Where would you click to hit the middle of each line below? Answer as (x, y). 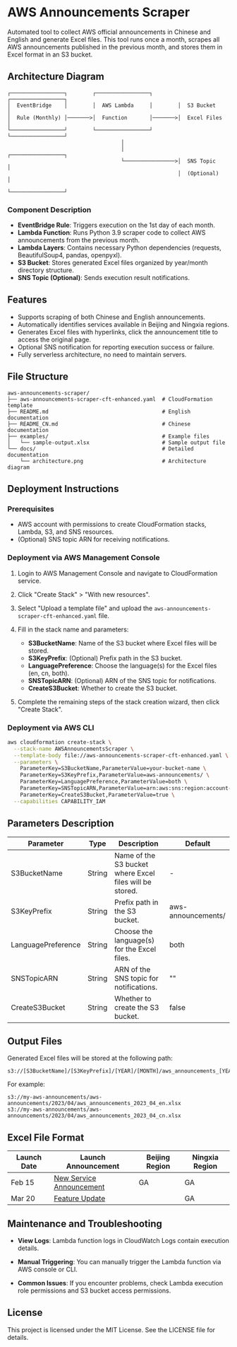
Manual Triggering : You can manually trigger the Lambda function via (119, 1261)
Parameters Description (61, 823)
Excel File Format (46, 1137)
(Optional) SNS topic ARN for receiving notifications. (93, 540)
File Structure (38, 377)
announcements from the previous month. (79, 240)
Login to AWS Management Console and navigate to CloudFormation (117, 573)
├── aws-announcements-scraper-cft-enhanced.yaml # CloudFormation (110, 399)
